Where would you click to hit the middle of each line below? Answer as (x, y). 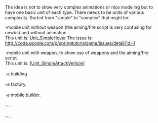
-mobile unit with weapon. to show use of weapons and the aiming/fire (77, 53)
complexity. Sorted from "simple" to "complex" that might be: (67, 18)
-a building (16, 74)
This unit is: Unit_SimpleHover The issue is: (49, 38)
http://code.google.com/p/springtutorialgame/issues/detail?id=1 (70, 43)
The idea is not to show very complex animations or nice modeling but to (79, 7)
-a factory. (16, 84)
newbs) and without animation (36, 32)
